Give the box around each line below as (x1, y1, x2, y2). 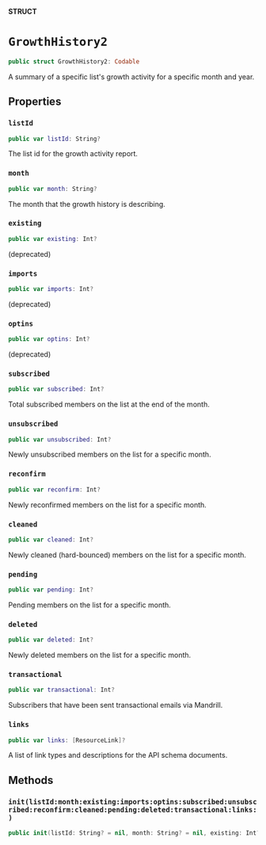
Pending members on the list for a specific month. (8, 600, 172, 610)
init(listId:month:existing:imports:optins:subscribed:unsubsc (8, 797, 257, 806)
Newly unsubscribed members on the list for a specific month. (8, 449, 211, 459)
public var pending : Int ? (8, 586, 93, 594)
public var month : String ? (8, 185, 97, 193)
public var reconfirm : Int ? (8, 485, 101, 494)
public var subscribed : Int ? (8, 385, 104, 393)
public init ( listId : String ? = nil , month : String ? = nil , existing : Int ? (8, 829, 260, 837)
